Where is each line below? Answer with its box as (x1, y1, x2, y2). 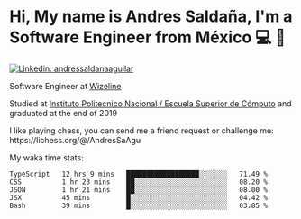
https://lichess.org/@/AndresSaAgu (9, 134, 141, 145)
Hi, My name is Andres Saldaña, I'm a (9, 6, 293, 27)
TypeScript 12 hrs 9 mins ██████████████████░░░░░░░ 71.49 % (9, 169, 269, 178)
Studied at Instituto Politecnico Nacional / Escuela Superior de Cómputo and (9, 97, 292, 109)
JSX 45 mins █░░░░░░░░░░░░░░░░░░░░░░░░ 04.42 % (9, 193, 269, 202)
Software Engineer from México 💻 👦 (9, 27, 287, 48)
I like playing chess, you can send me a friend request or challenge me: (9, 124, 274, 136)
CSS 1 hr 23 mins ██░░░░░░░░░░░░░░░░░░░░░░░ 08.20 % (9, 178, 269, 187)
